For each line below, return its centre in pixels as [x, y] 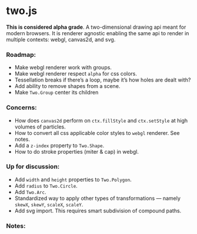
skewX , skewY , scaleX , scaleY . [49, 204]
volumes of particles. [40, 127]
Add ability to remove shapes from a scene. [67, 86]
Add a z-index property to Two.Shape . [59, 145]
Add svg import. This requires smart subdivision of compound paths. [98, 211]
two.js [22, 11]
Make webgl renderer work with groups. [63, 67]
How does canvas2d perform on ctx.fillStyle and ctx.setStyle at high [101, 120]
